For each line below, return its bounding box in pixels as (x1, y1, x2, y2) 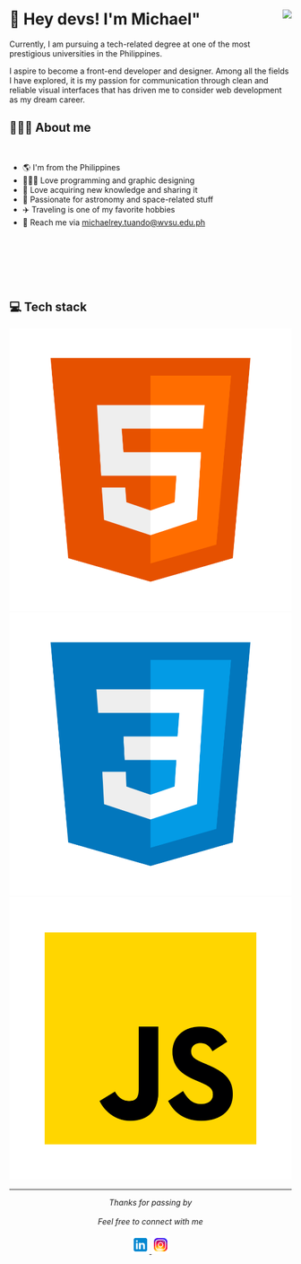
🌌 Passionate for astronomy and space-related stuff (21, 194, 213, 205)
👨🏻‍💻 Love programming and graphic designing (21, 175, 195, 186)
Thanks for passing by (108, 1197, 193, 1207)
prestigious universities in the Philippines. (9, 48, 163, 58)
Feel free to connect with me (98, 1216, 203, 1226)
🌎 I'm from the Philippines (21, 161, 121, 172)
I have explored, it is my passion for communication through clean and (9, 74, 269, 85)
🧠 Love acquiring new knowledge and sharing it (21, 184, 199, 195)
